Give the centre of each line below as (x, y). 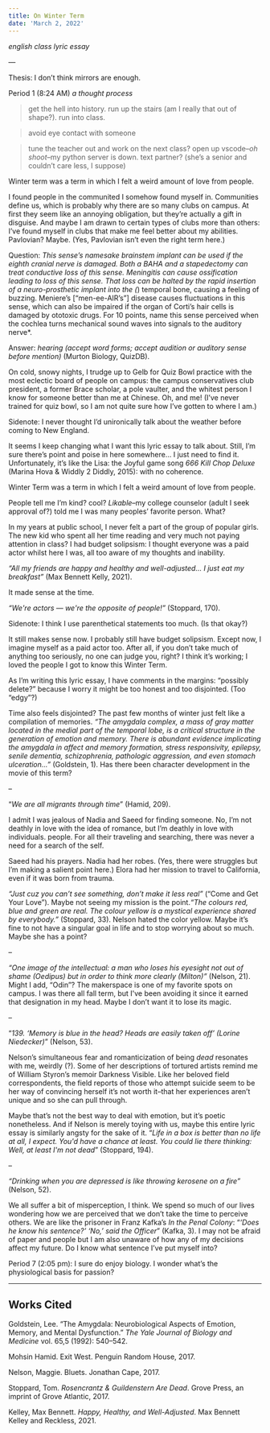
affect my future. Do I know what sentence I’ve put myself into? (113, 1248)
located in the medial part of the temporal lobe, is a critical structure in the (132, 730)
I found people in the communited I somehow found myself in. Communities (133, 196)
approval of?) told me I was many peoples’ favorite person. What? (117, 511)
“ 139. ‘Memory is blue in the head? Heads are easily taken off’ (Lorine (124, 1033)
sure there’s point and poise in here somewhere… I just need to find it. (124, 454)
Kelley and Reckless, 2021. (52, 1421)
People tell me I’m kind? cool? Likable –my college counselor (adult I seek (129, 502)
